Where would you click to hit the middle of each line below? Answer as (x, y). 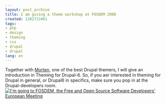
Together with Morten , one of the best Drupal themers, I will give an (74, 70)
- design (14, 33)
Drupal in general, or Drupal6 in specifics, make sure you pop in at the (77, 80)
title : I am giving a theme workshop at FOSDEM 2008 (61, 14)
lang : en (14, 56)
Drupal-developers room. (31, 86)
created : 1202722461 (27, 19)
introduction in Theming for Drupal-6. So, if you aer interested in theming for (83, 75)
